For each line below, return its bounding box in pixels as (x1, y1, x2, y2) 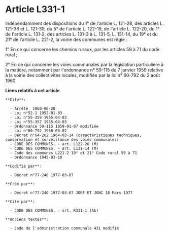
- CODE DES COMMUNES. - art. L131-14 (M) (10, 146, 99, 151)
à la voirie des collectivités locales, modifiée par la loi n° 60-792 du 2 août (5, 72, 160, 78)
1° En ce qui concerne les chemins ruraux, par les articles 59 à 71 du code (5, 46, 160, 52)
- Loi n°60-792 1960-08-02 (10, 128, 67, 133)
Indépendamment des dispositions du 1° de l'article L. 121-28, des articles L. (5, 20, 164, 26)
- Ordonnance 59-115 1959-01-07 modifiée (10, 124, 99, 129)
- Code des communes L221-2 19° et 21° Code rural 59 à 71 (10, 150, 138, 155)
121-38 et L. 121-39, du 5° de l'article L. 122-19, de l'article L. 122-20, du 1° (5, 25, 160, 31)
